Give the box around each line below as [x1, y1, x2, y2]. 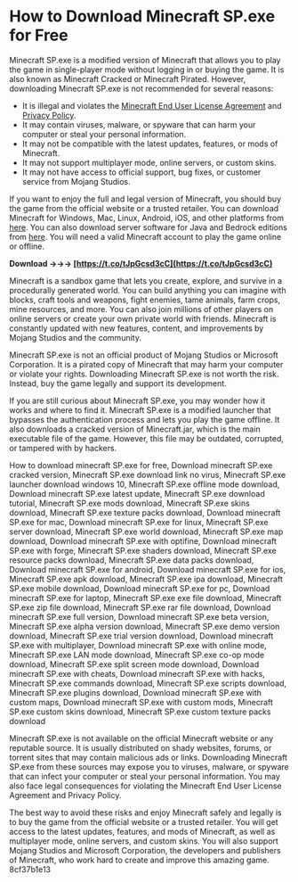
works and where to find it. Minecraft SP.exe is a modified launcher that [9, 404, 271, 416]
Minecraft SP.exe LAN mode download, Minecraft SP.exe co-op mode [9, 649, 265, 660]
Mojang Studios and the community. [9, 332, 142, 342]
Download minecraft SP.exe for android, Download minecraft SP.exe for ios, [9, 564, 286, 574]
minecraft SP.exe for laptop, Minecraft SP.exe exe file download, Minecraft [9, 592, 282, 603]
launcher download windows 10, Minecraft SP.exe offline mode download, [9, 479, 280, 490]
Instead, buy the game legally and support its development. [9, 377, 227, 389]
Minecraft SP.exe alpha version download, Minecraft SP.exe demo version [9, 621, 280, 631]
